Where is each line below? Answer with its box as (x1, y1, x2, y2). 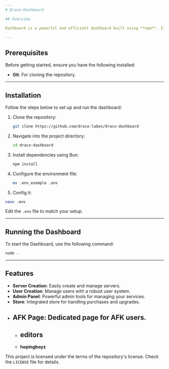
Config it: (12, 189, 32, 195)
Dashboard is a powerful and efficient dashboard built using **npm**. (5, 26, 158, 31)
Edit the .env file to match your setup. (5, 208, 83, 214)
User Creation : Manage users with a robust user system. (12, 288, 131, 294)
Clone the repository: (12, 114, 57, 120)
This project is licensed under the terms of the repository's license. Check (5, 353, 159, 360)
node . (5, 251, 19, 256)
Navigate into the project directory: (12, 133, 86, 139)
